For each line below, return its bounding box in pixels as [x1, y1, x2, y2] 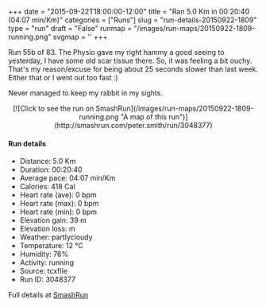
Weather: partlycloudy [19, 232, 93, 242]
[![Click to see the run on [13, 103, 94, 113]
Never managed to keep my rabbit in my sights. [8, 88, 163, 98]
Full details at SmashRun [8, 290, 89, 300]
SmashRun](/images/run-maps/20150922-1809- [95, 103, 254, 113]
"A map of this [120, 112, 168, 122]
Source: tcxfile [19, 266, 67, 276]
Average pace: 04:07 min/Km [19, 173, 116, 183]
